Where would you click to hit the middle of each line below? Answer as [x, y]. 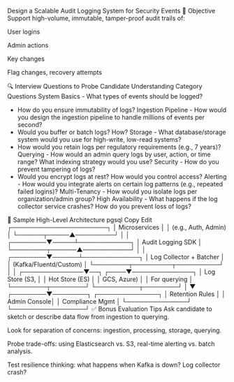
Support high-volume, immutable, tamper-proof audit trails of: [96, 18]
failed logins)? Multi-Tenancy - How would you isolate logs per [107, 191]
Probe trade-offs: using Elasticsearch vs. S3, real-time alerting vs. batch [111, 344]
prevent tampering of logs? [56, 169]
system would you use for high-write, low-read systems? [99, 139]
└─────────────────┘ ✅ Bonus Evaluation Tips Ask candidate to [110, 309]
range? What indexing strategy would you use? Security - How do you [118, 162]
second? [30, 125]
